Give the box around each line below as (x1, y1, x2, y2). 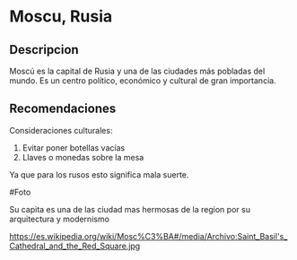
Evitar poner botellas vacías (22, 142, 126, 153)
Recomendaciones (9, 101, 117, 117)
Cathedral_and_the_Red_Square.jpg (9, 240, 141, 251)
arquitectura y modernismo (9, 213, 110, 224)
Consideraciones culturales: (9, 125, 113, 135)
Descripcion (9, 42, 79, 57)
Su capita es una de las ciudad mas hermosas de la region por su (9, 204, 251, 214)
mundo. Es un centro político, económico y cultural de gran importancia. (9, 75, 276, 86)
